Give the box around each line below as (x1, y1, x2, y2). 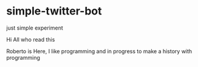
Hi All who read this (6, 36, 55, 43)
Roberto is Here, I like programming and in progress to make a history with (6, 47, 193, 55)
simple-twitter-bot (6, 4, 102, 18)
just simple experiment (6, 24, 63, 31)
